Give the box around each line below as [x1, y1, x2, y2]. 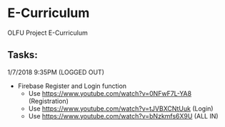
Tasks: [7, 49, 38, 61]
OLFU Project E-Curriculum [7, 28, 88, 37]
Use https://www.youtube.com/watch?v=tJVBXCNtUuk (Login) [28, 104, 214, 113]
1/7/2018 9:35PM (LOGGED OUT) [7, 67, 105, 76]
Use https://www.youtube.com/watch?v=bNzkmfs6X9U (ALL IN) [28, 111, 219, 120]
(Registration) [28, 96, 69, 105]
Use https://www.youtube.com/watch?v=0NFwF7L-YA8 [28, 89, 191, 97]
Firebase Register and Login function [17, 82, 127, 90]
